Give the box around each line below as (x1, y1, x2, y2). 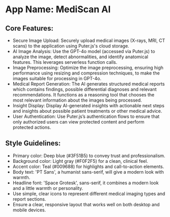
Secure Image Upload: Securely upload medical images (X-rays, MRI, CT (12, 37, 165, 43)
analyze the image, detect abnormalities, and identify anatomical (12, 54, 149, 60)
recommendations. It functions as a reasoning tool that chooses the (12, 92, 155, 98)
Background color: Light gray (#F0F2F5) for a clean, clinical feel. (12, 158, 149, 164)
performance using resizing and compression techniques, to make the (12, 70, 160, 76)
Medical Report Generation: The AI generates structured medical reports (12, 81, 165, 87)
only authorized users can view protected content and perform (12, 119, 145, 125)
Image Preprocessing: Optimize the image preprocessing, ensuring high (12, 65, 164, 70)
